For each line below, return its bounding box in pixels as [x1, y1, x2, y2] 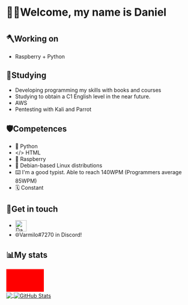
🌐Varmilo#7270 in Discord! [14, 231, 82, 239]
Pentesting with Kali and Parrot [14, 105, 92, 113]
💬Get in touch [6, 204, 58, 214]
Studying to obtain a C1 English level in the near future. [14, 93, 151, 100]
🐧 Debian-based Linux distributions [14, 162, 103, 169]
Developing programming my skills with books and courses [14, 86, 162, 93]
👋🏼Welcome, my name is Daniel [6, 5, 167, 19]
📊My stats [6, 250, 48, 260]
